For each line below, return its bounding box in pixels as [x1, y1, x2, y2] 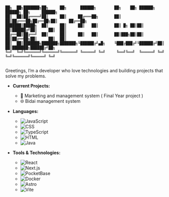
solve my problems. [5, 73, 47, 79]
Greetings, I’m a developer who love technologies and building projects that [5, 68, 163, 73]
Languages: [12, 108, 39, 114]
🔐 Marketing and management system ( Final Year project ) [20, 93, 144, 99]
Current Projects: [12, 83, 50, 89]
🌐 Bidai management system [20, 98, 81, 104]
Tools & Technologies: [12, 150, 61, 156]
